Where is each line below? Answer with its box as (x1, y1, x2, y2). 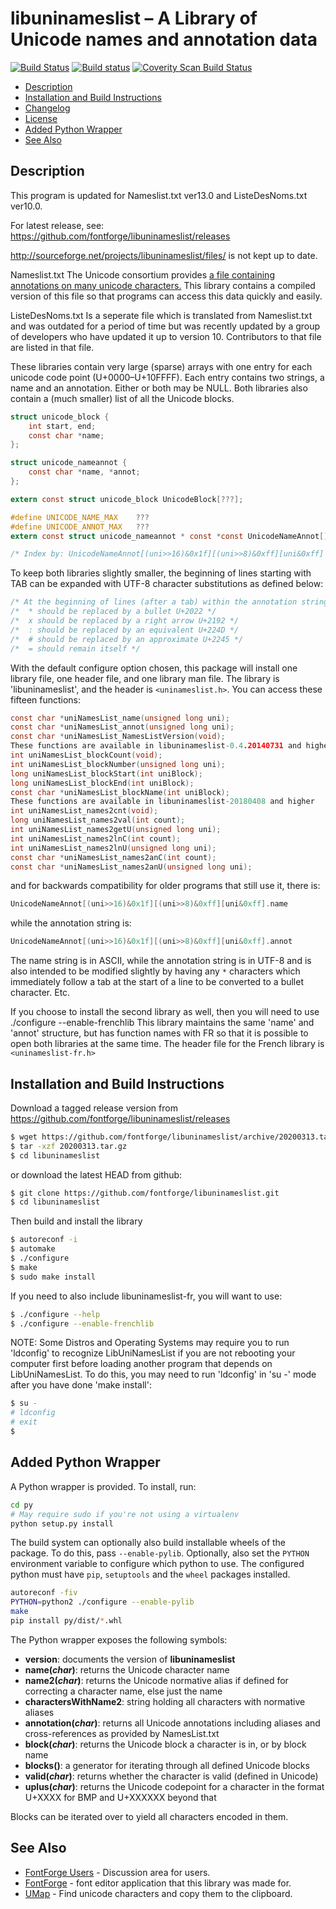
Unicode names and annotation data (10, 28, 318, 51)
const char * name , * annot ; (28, 467, 141, 477)
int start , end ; (28, 421, 97, 431)
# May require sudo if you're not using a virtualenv (10, 1509, 240, 1519)
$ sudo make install (10, 1272, 97, 1282)
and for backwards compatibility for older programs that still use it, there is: (10, 880, 321, 892)
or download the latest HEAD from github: (10, 1168, 183, 1181)
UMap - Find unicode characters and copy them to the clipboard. (24, 1887, 293, 1899)
